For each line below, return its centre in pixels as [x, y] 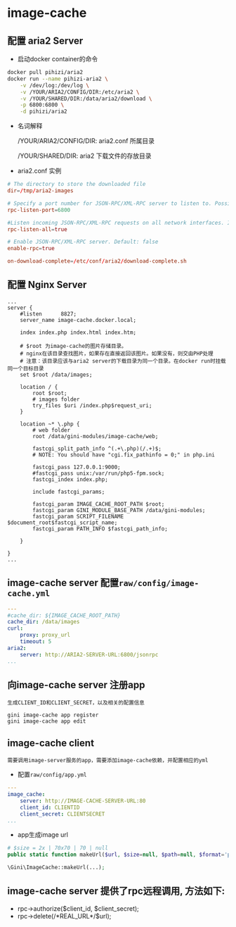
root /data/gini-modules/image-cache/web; [96, 436]
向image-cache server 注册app [76, 685]
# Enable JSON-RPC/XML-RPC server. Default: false [83, 242]
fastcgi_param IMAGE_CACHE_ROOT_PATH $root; [99, 504]
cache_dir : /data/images [44, 622]
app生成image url [43, 835]
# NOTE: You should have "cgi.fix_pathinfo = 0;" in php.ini [124, 455]
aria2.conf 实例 [39, 171]
